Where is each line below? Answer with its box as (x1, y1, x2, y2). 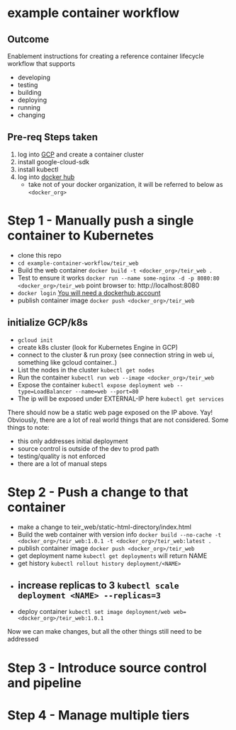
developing (17, 73, 51, 81)
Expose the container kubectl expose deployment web (17, 380, 174, 389)
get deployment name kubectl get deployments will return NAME (17, 551, 208, 560)
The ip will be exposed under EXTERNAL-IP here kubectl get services (17, 394, 225, 403)
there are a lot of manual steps (17, 459, 108, 468)
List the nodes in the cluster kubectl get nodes (17, 365, 154, 374)
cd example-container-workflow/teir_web (17, 260, 139, 267)
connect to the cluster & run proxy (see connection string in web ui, (17, 350, 215, 359)
